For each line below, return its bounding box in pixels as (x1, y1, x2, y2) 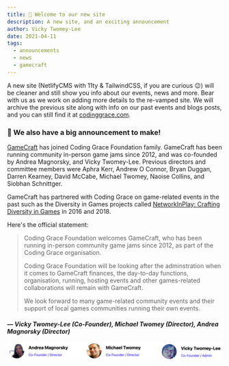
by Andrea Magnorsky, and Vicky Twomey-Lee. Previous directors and (7, 158, 206, 166)
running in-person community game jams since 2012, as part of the (23, 241, 214, 249)
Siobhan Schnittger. (7, 180, 63, 188)
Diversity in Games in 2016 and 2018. (7, 208, 111, 216)
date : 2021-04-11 (7, 33, 57, 40)
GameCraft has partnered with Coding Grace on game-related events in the (7, 193, 220, 202)
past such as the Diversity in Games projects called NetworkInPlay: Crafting (7, 200, 220, 208)
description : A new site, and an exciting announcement (7, 18, 170, 25)
